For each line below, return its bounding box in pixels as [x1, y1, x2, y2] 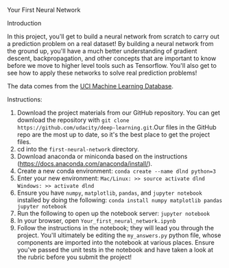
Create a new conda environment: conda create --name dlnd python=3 [16, 167, 216, 175]
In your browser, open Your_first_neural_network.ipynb [16, 217, 176, 225]
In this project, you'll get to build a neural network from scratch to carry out [7, 32, 219, 40]
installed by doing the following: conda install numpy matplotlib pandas [16, 196, 223, 204]
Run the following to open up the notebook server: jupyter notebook [16, 209, 210, 217]
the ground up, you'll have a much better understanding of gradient [7, 47, 197, 55]
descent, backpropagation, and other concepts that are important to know [7, 54, 217, 62]
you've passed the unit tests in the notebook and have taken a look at [16, 246, 214, 254]
